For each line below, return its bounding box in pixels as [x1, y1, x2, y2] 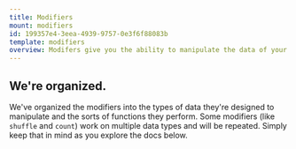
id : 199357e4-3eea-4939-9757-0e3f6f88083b [9, 29, 168, 38]
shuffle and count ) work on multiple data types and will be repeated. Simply [9, 120, 288, 130]
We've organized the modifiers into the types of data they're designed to [9, 101, 275, 112]
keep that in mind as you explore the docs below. [9, 130, 188, 140]
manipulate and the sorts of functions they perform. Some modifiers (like [9, 111, 276, 122]
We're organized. [9, 78, 106, 93]
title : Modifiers [9, 12, 74, 22]
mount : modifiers [9, 21, 74, 30]
